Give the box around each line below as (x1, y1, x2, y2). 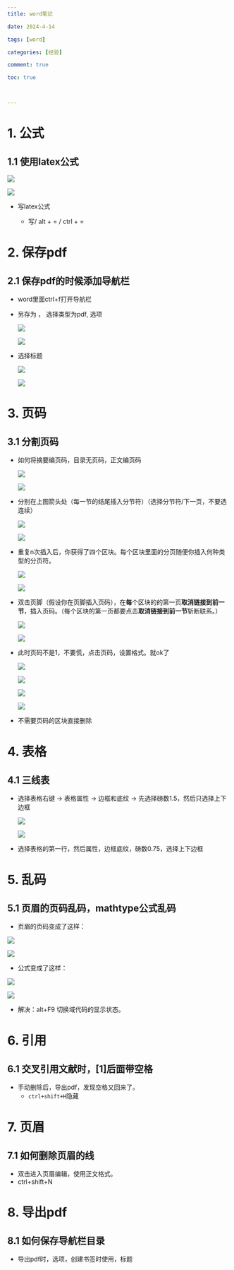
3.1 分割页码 (7, 435, 59, 447)
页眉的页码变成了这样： (17, 922, 86, 930)
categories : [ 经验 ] (7, 49, 63, 56)
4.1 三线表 (7, 774, 50, 786)
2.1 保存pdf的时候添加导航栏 (7, 275, 130, 287)
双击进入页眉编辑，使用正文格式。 (17, 1170, 117, 1177)
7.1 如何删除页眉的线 (7, 1149, 94, 1161)
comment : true (7, 61, 49, 69)
